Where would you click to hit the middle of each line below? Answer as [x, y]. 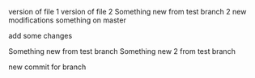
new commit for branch [47, 67]
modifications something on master [68, 20]
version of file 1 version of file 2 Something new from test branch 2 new [127, 12]
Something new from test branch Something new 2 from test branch [122, 51]
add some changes [40, 36]
